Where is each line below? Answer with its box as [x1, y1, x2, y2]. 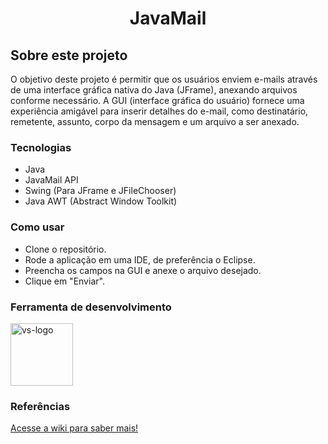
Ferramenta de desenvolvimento [10, 300, 172, 314]
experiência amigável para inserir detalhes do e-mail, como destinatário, [10, 105, 309, 117]
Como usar [10, 220, 65, 234]
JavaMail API [24, 174, 79, 186]
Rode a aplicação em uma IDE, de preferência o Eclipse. [24, 253, 256, 266]
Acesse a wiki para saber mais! [10, 422, 139, 434]
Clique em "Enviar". [24, 275, 105, 287]
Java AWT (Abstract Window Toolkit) [24, 195, 178, 207]
